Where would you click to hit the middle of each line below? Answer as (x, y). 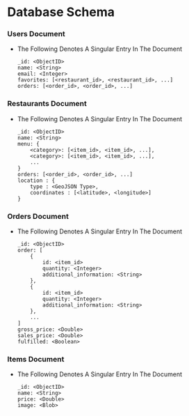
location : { (36, 180)
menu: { (28, 144)
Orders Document (38, 216)
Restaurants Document (47, 104)
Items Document (36, 359)
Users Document (36, 34)
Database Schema (61, 12)
